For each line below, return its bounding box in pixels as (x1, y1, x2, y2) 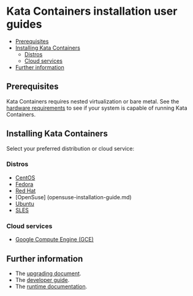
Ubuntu (15, 200, 35, 207)
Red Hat (15, 187, 36, 194)
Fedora (15, 180, 34, 188)
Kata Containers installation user (6, 4, 178, 18)
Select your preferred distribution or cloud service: (6, 145, 135, 152)
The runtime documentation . (15, 283, 88, 290)
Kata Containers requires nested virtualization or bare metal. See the (6, 97, 180, 105)
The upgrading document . (15, 270, 81, 277)
